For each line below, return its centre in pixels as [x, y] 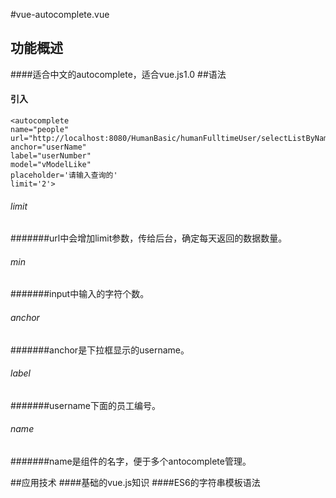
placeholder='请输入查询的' [64, 175]
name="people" [40, 130]
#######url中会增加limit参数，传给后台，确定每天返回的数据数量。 [149, 238]
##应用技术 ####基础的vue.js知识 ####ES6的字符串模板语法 [135, 483]
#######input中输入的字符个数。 [80, 294]
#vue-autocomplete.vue [60, 14]
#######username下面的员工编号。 [85, 405]
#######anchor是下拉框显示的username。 [100, 350]
